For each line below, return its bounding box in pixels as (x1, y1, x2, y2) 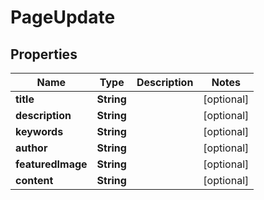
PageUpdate (10, 6, 116, 29)
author (15, 141, 48, 155)
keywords (15, 125, 64, 138)
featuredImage (15, 157, 88, 171)
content (15, 174, 54, 187)
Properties (10, 46, 78, 63)
